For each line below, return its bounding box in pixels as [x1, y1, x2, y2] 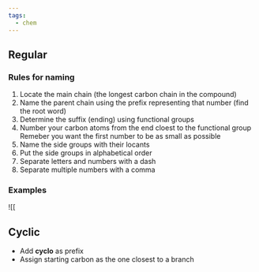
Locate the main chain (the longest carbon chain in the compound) [19, 90, 237, 99]
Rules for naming [8, 72, 75, 83]
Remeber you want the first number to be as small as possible [19, 132, 221, 141]
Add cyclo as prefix [19, 246, 84, 256]
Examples [8, 184, 47, 196]
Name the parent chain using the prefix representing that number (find [19, 98, 249, 107]
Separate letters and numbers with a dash [19, 157, 156, 166]
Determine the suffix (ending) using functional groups [19, 115, 195, 125]
